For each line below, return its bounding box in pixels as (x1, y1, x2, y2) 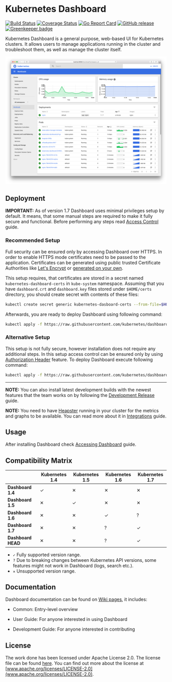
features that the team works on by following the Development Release (5, 392, 155, 398)
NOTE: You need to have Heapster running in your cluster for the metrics (5, 407, 159, 413)
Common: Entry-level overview (12, 607, 78, 613)
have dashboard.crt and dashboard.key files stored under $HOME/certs (5, 286, 152, 292)
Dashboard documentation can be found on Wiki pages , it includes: (5, 596, 147, 602)
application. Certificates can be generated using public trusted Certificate (5, 259, 161, 266)
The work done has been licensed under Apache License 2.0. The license (5, 655, 161, 661)
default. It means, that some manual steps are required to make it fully (5, 213, 153, 219)
